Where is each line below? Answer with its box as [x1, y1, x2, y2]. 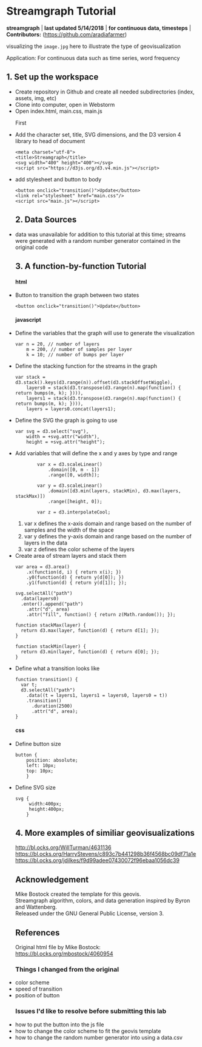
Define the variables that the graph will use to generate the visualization [15, 330, 195, 337]
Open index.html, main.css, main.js [15, 107, 103, 115]
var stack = [15, 374, 45, 381]
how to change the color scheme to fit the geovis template [15, 1027, 161, 1034]
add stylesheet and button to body [15, 175, 102, 183]
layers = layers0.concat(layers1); [26, 406, 116, 412]
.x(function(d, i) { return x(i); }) [26, 569, 121, 575]
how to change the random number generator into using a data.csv [15, 1034, 183, 1041]
